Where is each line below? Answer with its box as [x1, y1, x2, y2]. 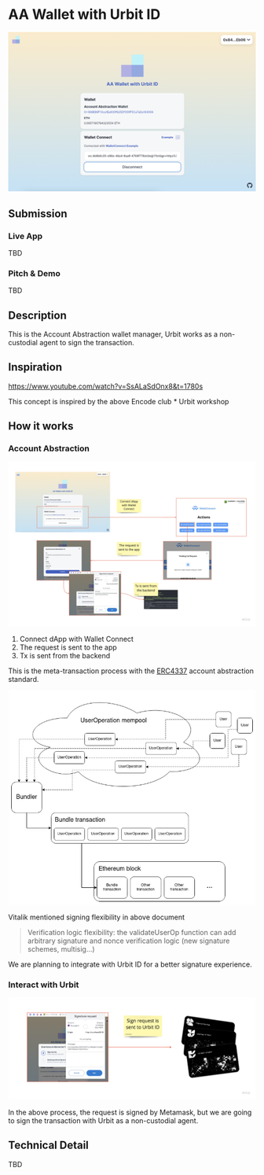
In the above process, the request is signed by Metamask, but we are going [8, 1107, 252, 1118]
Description [8, 308, 67, 322]
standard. [8, 675, 39, 684]
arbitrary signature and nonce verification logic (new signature [27, 936, 230, 945]
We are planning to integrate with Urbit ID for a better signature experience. [8, 960, 253, 969]
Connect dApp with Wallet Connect [19, 635, 134, 644]
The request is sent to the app [19, 643, 118, 652]
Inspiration [8, 360, 63, 374]
